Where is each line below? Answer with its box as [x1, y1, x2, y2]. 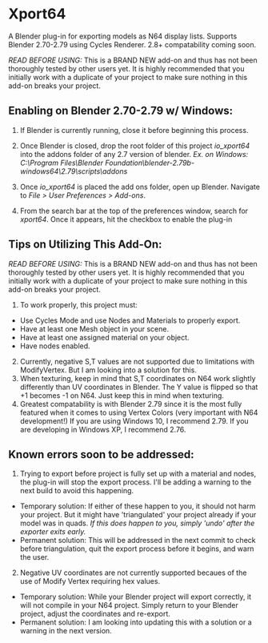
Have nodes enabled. [19, 341, 90, 351]
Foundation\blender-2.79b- [105, 158, 194, 167]
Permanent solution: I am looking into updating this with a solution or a [19, 617, 252, 627]
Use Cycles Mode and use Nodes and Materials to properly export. [19, 315, 241, 325]
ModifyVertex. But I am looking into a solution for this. [19, 365, 198, 375]
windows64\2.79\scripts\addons [19, 166, 128, 176]
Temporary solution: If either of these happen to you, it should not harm [19, 501, 256, 511]
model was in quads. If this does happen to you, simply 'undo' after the [19, 518, 255, 528]
